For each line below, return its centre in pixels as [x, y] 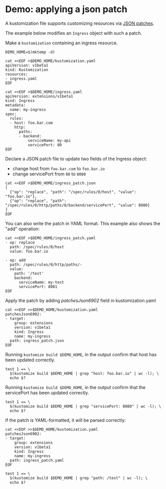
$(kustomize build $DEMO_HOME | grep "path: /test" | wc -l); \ [79, 478]
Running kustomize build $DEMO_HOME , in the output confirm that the [75, 387]
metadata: [16, 105]
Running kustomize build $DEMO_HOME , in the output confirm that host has [81, 354]
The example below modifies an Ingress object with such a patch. [74, 33]
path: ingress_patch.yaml [37, 460]
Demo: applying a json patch [66, 9]
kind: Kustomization [27, 70]
